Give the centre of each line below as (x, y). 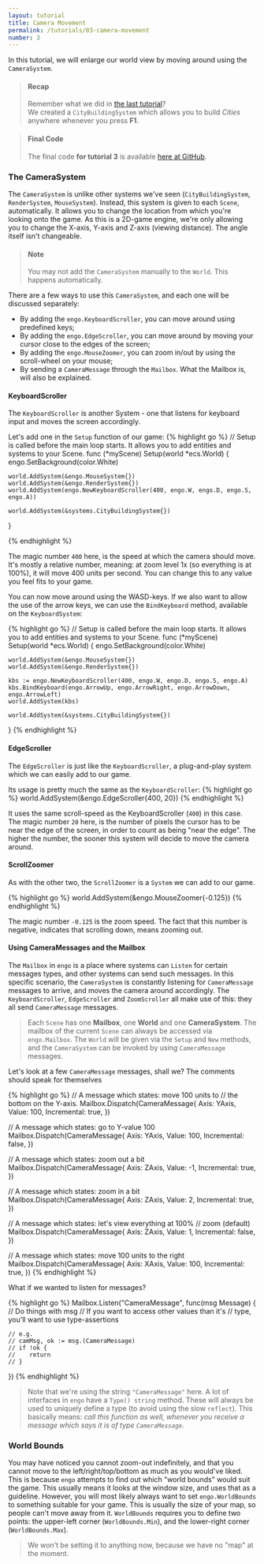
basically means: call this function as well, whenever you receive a (136, 1416)
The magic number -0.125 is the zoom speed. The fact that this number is (128, 921)
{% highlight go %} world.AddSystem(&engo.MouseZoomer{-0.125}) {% (125, 898)
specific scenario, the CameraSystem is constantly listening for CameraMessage (131, 982)
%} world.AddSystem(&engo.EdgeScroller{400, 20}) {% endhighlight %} (126, 797)
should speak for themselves (55, 1079)
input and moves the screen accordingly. (74, 422)
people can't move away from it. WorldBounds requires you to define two (125, 1513)
